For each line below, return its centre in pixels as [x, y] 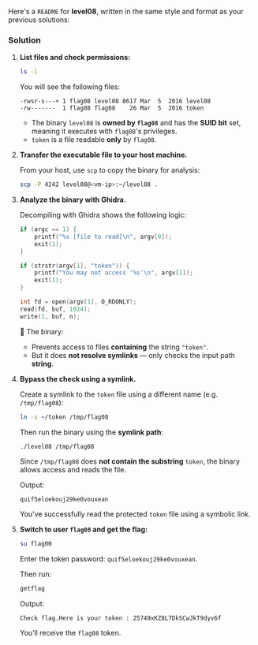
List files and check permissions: [75, 58]
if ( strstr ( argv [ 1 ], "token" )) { [75, 266]
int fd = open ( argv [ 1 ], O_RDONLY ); [78, 302]
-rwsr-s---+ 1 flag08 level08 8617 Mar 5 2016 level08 [115, 102]
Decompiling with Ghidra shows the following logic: [103, 215]
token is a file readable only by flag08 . [94, 140]
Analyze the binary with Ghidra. [73, 199]
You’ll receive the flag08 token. [70, 633]
